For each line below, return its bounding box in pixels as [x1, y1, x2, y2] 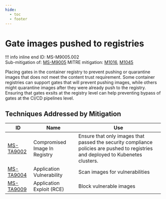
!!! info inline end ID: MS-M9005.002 [5, 54, 80, 60]
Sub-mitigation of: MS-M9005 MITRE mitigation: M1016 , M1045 [5, 59, 133, 65]
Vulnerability [33, 172, 63, 179]
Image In [33, 145, 53, 152]
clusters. [78, 157, 99, 164]
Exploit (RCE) [33, 186, 64, 193]
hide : [5, 7, 16, 12]
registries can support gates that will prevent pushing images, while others [5, 80, 157, 86]
